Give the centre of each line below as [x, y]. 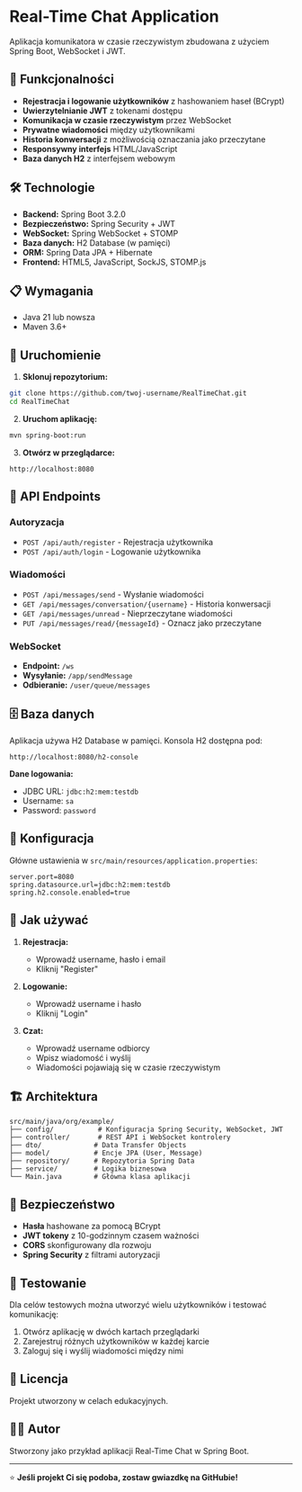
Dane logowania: [41, 773]
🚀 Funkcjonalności [62, 80]
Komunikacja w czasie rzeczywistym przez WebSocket [127, 120]
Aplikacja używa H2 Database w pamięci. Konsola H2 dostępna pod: [136, 741]
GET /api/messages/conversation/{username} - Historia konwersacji [147, 604]
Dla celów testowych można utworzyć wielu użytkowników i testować [138, 1304]
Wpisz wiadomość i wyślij [83, 1057]
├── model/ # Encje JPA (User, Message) [106, 1154]
